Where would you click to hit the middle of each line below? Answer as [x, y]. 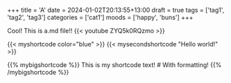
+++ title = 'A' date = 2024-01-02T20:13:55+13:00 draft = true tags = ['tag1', [116, 10]
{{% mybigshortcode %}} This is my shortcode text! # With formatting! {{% [114, 65]
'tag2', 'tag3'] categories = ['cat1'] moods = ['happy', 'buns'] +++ [100, 17]
